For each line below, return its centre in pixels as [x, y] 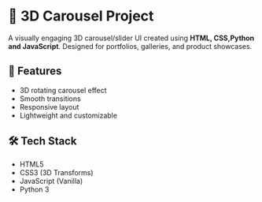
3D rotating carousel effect [63, 90]
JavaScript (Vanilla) [51, 181]
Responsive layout [49, 107]
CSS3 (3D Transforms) [56, 172]
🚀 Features [35, 71]
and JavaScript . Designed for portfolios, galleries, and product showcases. [130, 46]
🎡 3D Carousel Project [81, 16]
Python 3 [34, 189]
